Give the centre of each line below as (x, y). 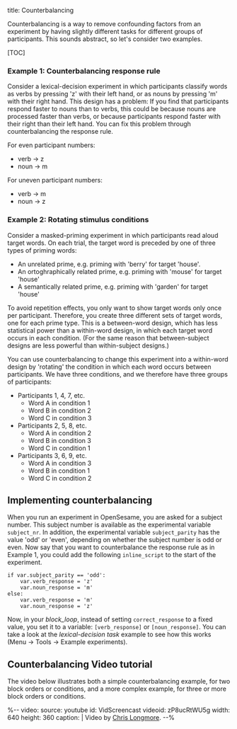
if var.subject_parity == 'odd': (57, 575)
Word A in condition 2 (60, 433)
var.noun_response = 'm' (57, 588)
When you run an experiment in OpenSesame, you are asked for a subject (115, 517)
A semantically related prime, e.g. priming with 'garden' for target (113, 287)
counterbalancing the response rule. (60, 132)
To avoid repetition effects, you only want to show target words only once (115, 308)
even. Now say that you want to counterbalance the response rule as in (111, 547)
